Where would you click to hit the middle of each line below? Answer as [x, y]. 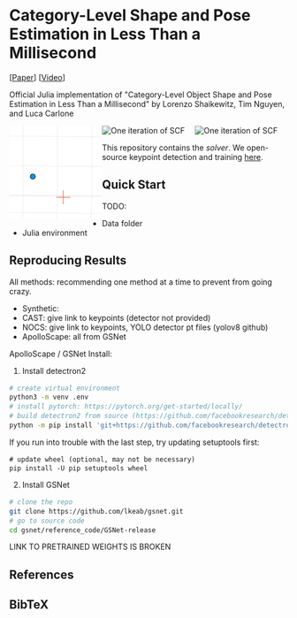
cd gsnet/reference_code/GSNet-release [83, 530]
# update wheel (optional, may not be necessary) [103, 459]
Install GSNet [46, 484]
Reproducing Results [68, 260]
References [42, 574]
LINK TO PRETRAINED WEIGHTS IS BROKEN [90, 547]
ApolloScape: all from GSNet [74, 336]
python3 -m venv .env [49, 397]
